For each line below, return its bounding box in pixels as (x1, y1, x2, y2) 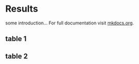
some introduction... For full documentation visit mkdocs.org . (5, 20, 134, 26)
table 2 (5, 52, 28, 60)
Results (5, 3, 38, 15)
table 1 (5, 35, 27, 43)
